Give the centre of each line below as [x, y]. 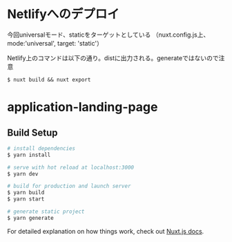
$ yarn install [29, 155]
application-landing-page [83, 107]
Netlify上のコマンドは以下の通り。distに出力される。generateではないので [113, 58]
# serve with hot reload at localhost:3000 [71, 167]
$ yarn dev [23, 174]
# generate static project [46, 212]
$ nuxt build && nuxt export [49, 80]
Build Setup [32, 132]
